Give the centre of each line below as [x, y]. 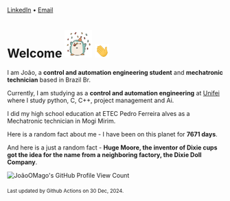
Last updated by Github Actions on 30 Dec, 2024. [66, 191]
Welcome [35, 54]
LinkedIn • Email [30, 10]
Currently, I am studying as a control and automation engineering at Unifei [113, 93]
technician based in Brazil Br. [49, 80]
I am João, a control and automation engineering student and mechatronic [115, 72]
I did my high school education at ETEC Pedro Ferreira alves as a [99, 113]
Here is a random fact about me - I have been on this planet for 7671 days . [112, 134]
